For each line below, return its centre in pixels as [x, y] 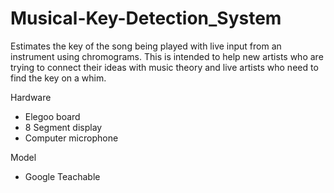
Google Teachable [62, 176]
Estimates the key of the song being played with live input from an [146, 46]
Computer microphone [71, 138]
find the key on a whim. [58, 78]
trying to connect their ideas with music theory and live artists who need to [164, 67]
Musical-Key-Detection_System [146, 18]
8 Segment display [63, 127]
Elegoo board [52, 116]
